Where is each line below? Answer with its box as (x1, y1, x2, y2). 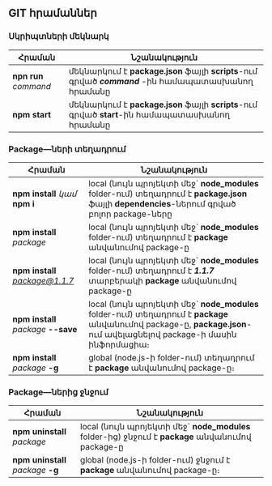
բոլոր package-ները (88, 208, 172, 220)
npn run (12, 70, 44, 82)
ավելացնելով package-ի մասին (104, 328, 237, 339)
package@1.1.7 (12, 275, 74, 286)
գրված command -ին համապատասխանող (68, 75, 253, 87)
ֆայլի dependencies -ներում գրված (88, 198, 236, 209)
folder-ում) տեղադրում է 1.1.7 (88, 265, 215, 276)
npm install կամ (12, 188, 77, 199)
